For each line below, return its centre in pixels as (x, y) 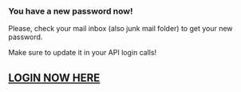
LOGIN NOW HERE (54, 78)
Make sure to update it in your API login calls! (83, 53)
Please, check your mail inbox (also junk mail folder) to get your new (120, 29)
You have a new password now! (71, 11)
